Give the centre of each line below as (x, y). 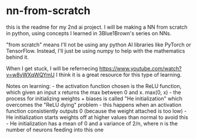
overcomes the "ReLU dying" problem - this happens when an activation (94, 104)
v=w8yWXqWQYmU (30, 74)
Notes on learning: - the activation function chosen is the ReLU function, (94, 86)
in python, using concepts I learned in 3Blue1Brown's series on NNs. (89, 33)
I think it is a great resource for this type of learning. (119, 74)
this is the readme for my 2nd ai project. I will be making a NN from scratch (97, 27)
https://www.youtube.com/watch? (141, 68)
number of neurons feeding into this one (55, 130)
